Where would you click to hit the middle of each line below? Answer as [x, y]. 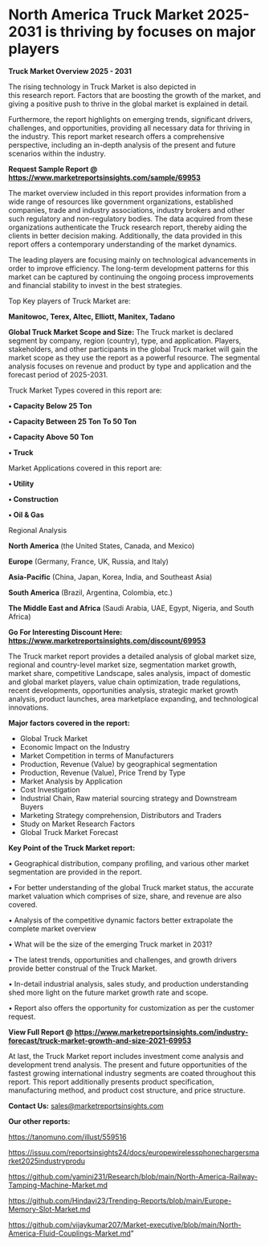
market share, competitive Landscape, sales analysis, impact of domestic [130, 673]
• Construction [33, 499]
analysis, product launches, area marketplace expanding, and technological [133, 698]
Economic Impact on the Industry [75, 747]
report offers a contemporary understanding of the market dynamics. [122, 244]
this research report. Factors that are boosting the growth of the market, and [134, 95]
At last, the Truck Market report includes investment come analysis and [126, 1056]
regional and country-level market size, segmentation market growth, [122, 665]
